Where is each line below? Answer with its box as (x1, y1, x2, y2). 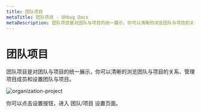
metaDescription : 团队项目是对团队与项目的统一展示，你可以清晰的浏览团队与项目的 (6, 20, 190, 26)
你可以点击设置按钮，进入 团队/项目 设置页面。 (6, 99, 121, 107)
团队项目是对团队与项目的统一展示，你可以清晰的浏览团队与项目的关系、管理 (6, 68, 195, 75)
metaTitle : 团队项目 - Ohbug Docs (6, 14, 89, 20)
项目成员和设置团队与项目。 (6, 76, 75, 83)
